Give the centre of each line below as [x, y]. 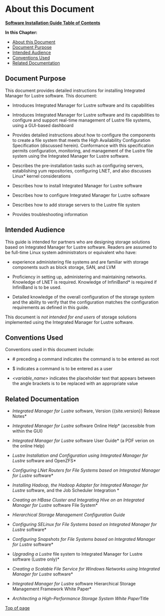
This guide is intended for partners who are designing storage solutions [78, 242]
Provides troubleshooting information [50, 214]
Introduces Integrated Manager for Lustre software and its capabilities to [86, 115]
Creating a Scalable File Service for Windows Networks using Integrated [86, 569]
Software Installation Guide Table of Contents [53, 23]
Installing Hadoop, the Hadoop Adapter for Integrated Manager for [80, 485]
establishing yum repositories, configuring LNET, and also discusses [82, 171]
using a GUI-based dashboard [43, 125]
